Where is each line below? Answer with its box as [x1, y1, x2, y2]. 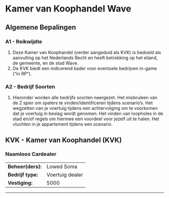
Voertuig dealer [46, 171, 83, 178]
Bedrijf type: [8, 171, 38, 178]
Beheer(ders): [8, 163, 42, 170]
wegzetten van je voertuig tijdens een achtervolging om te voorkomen [12, 105, 158, 111]
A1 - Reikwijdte [5, 38, 42, 45]
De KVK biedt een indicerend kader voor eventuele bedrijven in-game [12, 65, 157, 71]
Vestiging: [8, 179, 33, 186]
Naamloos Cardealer [5, 151, 57, 158]
